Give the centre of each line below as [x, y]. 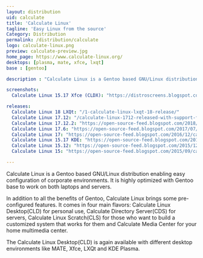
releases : [19, 106]
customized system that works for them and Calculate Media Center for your [101, 224]
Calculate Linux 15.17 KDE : [47, 140]
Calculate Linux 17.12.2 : [44, 123]
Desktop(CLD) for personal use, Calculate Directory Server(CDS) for [91, 211]
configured [20, 205]
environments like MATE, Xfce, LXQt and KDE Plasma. [73, 248]
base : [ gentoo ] [27, 68]
